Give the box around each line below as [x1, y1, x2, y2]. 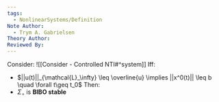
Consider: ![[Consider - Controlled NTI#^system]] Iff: [7, 61, 156, 68]
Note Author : [7, 22, 44, 29]
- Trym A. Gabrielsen [13, 29, 75, 36]
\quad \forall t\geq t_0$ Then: [16, 81, 101, 88]
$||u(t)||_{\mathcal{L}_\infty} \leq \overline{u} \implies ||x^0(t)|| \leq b [16, 73, 212, 82]
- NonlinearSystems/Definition [13, 16, 103, 23]
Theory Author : [7, 35, 51, 42]
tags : [7, 10, 23, 17]
